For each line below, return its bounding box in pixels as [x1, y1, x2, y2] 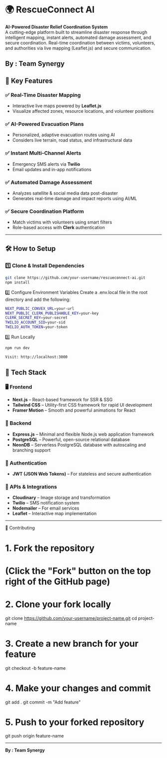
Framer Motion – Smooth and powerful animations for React [12, 407, 136, 413]
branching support [12, 447, 51, 453]
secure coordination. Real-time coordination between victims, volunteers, [5, 39, 156, 45]
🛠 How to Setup [5, 244, 56, 253]
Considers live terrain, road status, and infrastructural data [12, 137, 133, 143]
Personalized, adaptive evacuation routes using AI [12, 132, 115, 138]
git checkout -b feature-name [5, 665, 66, 671]
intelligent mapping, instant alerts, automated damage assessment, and [5, 34, 152, 40]
